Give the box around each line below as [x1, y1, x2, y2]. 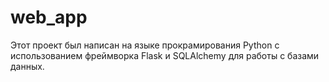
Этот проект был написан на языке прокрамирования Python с [10, 39, 280, 51]
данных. [10, 60, 45, 72]
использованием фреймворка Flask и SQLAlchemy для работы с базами [10, 49, 320, 61]
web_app [10, 6, 88, 29]
